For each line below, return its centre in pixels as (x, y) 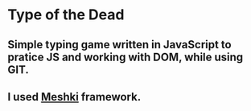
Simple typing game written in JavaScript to (119, 45)
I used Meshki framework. (74, 97)
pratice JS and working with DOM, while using (125, 57)
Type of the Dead (66, 15)
